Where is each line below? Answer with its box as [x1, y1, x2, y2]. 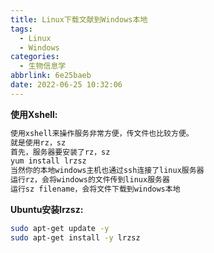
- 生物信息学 [19, 61, 67, 71]
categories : [10, 52, 60, 62]
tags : [10, 24, 33, 34]
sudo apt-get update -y [10, 223, 110, 233]
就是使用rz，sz [10, 137, 67, 148]
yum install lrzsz [10, 156, 87, 166]
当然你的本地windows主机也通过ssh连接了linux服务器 [10, 166, 205, 176]
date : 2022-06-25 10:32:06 [10, 80, 123, 90]
